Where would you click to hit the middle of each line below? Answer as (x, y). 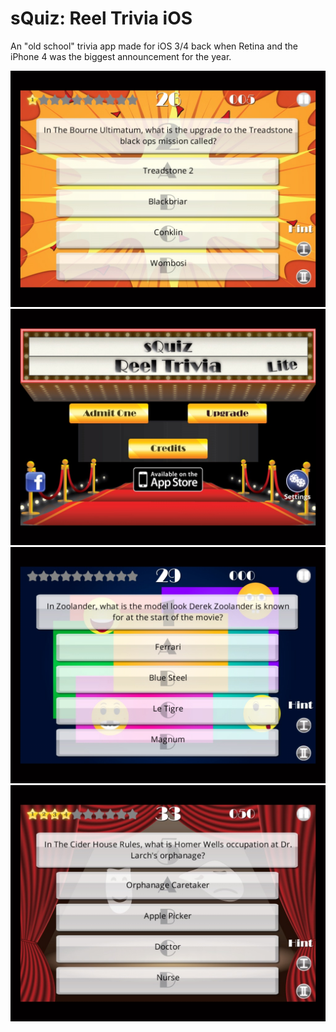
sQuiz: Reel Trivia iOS (101, 18)
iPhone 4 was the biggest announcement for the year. (121, 56)
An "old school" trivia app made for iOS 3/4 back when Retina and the (154, 46)
